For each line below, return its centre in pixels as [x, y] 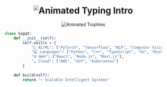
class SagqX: [18, 33]
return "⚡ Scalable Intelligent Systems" [66, 80]
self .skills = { [39, 43]
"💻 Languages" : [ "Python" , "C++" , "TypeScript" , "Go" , [90, 52]
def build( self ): [32, 75]
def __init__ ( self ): [35, 38]
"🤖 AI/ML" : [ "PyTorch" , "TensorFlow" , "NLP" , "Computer [90, 47]
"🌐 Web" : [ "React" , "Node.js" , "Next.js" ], [78, 57]
